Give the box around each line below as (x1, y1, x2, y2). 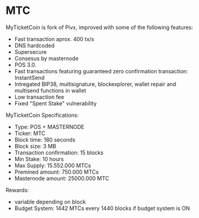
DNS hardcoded (14, 42, 55, 49)
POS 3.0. (14, 61, 37, 68)
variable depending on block (14, 198, 86, 205)
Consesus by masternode (14, 54, 79, 62)
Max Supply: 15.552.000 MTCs (14, 162, 91, 169)
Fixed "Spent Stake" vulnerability (14, 99, 97, 107)
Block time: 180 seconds (14, 136, 76, 143)
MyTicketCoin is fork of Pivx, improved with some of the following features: (5, 24, 194, 31)
